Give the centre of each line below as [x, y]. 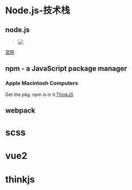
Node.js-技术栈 [38, 10]
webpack [20, 111]
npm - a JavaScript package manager [66, 69]
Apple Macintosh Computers [42, 83]
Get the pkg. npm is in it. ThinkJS [39, 94]
